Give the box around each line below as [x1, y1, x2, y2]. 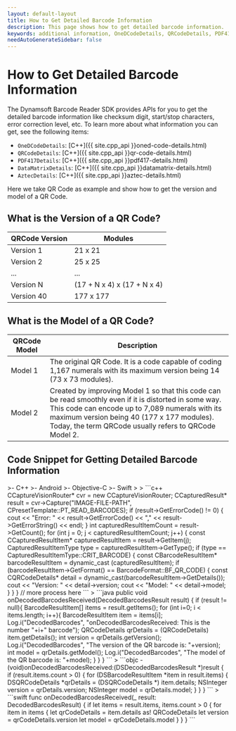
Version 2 [11, 256, 43, 266]
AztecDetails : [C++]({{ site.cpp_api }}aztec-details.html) [17, 171, 181, 180]
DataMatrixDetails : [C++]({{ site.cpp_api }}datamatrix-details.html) [17, 163, 212, 173]
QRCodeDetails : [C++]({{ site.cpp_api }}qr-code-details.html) [17, 149, 192, 157]
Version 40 [11, 291, 47, 301]
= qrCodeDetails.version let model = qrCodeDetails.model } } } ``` [7, 716, 195, 724]
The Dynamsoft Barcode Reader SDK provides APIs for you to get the [7, 105, 208, 113]
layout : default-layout [7, 10, 77, 18]
